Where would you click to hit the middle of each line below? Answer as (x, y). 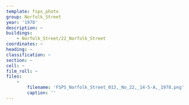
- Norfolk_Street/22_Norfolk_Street (61, 38)
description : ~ (25, 28)
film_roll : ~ (22, 71)
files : (14, 76)
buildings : (19, 33)
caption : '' (42, 93)
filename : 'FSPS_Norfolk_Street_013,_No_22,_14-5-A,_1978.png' (106, 87)
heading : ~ (19, 50)
